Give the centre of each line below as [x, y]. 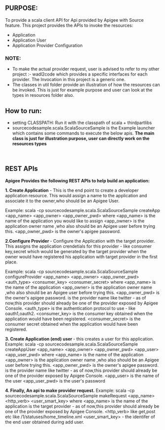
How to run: [23, 111]
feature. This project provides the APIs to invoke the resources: [69, 25]
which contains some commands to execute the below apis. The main [83, 133]
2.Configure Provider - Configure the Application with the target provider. [80, 241]
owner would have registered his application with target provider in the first [81, 257]
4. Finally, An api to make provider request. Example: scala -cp [70, 390]
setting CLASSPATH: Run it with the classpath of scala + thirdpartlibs [82, 123]
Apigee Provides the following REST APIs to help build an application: [78, 180]
